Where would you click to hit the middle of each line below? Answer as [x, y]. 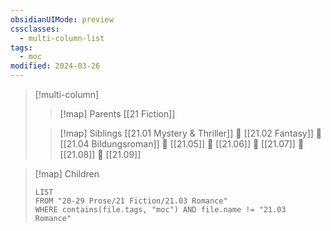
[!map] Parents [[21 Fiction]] [117, 114]
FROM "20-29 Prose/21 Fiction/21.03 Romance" [131, 201]
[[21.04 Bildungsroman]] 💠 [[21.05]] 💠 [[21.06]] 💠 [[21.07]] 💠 [182, 144]
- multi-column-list [62, 38]
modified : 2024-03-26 [55, 66]
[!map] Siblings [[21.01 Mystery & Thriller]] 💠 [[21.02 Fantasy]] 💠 [190, 133]
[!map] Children [67, 174]
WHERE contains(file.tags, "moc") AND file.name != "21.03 [160, 210]
